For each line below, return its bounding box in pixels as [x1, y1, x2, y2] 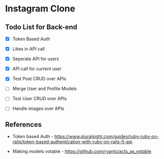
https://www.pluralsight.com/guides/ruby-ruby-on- [54, 134, 159, 140]
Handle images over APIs [12, 105, 64, 112]
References [5, 120, 42, 129]
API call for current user [12, 66, 62, 72]
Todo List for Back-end [5, 23, 77, 31]
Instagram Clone [5, 3, 76, 14]
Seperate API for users [12, 56, 59, 62]
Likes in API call [12, 46, 45, 52]
